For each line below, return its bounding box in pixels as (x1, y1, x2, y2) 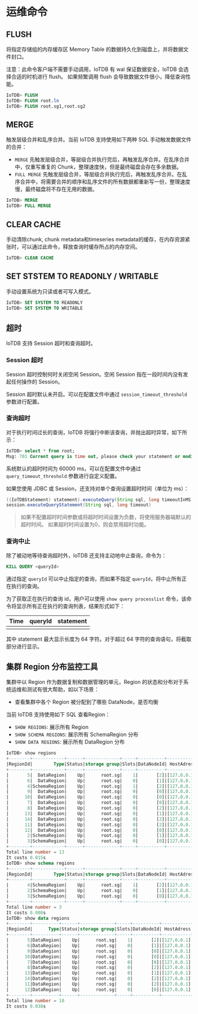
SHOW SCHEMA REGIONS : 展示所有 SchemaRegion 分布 (14, 731, 138, 738)
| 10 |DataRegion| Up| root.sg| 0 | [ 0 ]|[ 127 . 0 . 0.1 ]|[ (6, 954, 196, 960)
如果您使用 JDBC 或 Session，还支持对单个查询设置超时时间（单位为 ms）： (6, 485, 189, 492)
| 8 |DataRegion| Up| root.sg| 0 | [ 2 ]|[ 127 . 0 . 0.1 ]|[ (6, 965, 196, 971)
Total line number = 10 (6, 997, 65, 1003)
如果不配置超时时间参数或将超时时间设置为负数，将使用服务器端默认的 (20, 514, 192, 521)
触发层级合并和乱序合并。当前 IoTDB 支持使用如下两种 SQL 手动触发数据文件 (6, 136, 192, 143)
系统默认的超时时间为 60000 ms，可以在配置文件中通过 (6, 465, 141, 472)
